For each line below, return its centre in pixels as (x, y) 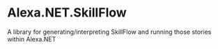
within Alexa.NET (32, 39)
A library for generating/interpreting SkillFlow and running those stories (109, 32)
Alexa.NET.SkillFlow (67, 13)
